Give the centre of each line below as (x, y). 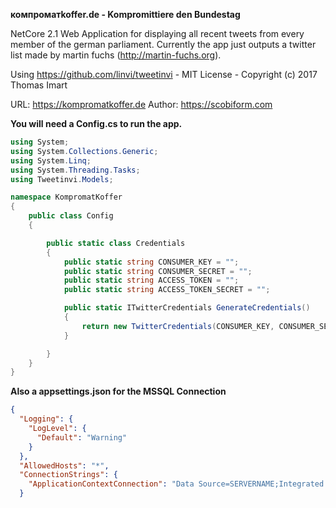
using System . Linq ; (51, 160)
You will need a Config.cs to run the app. (96, 123)
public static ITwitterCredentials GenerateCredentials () (187, 308)
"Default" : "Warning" (82, 437)
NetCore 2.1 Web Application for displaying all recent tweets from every (157, 33)
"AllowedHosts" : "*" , (64, 465)
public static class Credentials (116, 243)
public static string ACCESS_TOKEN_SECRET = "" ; (167, 290)
